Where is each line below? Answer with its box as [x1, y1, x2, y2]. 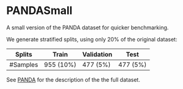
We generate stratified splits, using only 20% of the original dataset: [6, 35, 178, 43]
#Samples [9, 60, 38, 69]
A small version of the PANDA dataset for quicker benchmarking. [6, 24, 169, 31]
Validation [82, 50, 113, 59]
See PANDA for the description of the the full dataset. [6, 76, 140, 83]
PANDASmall [6, 4, 73, 18]
